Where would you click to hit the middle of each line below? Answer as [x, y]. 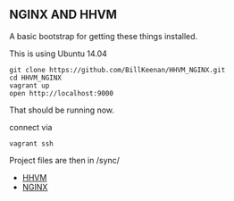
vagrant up [29, 85]
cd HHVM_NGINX [36, 78]
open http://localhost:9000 [62, 93]
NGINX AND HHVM [63, 15]
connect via [31, 127]
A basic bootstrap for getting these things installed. [104, 36]
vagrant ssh [31, 143]
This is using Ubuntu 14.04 [58, 54]
